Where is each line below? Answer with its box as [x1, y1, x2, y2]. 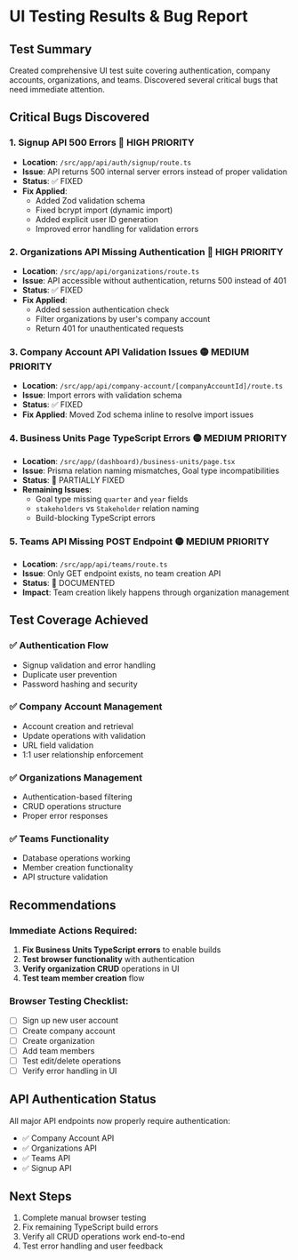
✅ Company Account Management [9, 701, 163, 713]
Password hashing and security [21, 678, 138, 689]
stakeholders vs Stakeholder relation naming [35, 502, 199, 513]
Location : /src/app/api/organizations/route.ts [21, 265, 200, 277]
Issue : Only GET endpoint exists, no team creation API [21, 567, 221, 579]
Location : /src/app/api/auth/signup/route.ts [21, 156, 192, 167]
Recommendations [9, 897, 117, 912]
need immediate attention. [9, 84, 105, 94]
